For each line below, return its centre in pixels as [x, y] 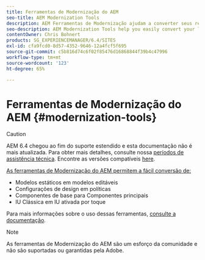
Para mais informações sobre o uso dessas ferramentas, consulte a [91, 214]
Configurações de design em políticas [63, 189]
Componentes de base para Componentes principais [81, 195]
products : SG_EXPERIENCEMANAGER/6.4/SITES [61, 40]
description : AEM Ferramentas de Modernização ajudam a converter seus [99, 23]
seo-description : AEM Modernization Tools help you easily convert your [101, 29]
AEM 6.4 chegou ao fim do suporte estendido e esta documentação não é [99, 146]
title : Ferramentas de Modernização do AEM [63, 12]
